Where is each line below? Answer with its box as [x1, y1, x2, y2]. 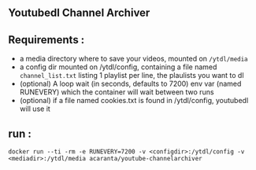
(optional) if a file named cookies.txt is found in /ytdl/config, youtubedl [19, 96, 249, 105]
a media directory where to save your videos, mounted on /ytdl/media [19, 54, 248, 64]
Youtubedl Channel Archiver [8, 6, 150, 20]
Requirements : [8, 33, 85, 46]
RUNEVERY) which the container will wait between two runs [19, 87, 214, 97]
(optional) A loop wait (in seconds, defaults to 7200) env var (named [19, 79, 242, 89]
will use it [19, 104, 51, 113]
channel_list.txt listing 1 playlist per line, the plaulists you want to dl [19, 71, 244, 80]
